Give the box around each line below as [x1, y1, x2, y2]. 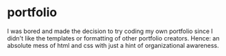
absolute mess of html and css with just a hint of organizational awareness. [7, 41, 219, 49]
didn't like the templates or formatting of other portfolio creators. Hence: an [7, 34, 220, 42]
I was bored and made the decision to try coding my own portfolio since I [7, 27, 214, 35]
